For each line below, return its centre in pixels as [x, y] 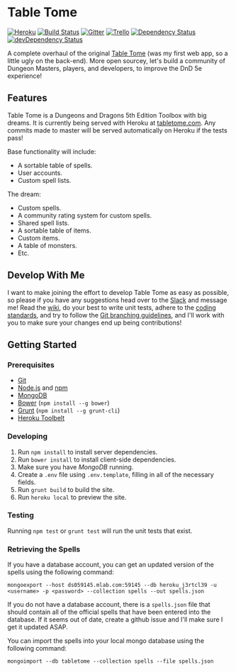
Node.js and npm [43, 388]
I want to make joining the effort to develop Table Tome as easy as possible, [118, 292]
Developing [28, 437]
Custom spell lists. [44, 180]
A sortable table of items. [55, 230]
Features [27, 98]
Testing [21, 515]
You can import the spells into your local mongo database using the [106, 641]
